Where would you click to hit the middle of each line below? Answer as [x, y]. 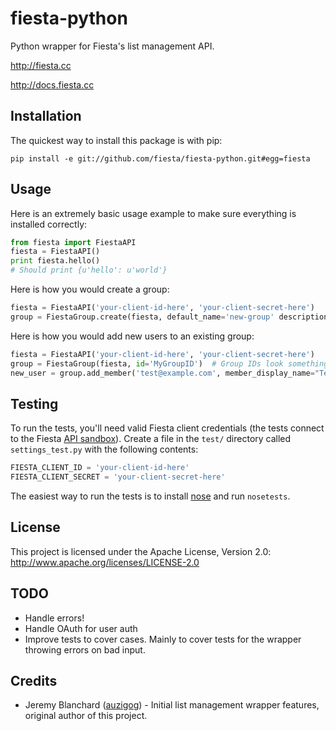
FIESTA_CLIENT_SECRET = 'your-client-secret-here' [118, 477]
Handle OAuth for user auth [81, 628]
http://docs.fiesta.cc [52, 84]
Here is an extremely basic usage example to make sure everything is [153, 213]
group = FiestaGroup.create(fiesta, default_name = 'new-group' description [169, 317]
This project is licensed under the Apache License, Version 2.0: [141, 551]
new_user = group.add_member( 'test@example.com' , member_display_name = [162, 373]
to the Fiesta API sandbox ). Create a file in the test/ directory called [151, 439]
